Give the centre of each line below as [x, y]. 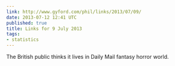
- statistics [23, 40]
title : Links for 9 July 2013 [44, 28]
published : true [27, 23]
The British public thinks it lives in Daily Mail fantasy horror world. [87, 57]
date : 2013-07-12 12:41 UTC [42, 17]
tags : [13, 34]
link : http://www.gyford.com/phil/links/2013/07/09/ [74, 12]
